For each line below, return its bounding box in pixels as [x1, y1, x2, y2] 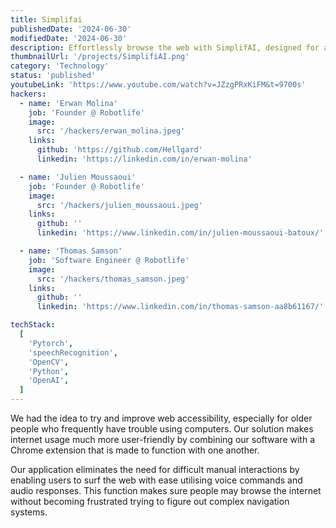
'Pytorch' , [28, 338, 74, 348]
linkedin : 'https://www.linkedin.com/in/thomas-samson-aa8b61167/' [36, 302, 325, 312]
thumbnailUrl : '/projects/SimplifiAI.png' [10, 52, 190, 62]
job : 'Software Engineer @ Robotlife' [28, 255, 190, 265]
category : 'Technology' [10, 61, 110, 71]
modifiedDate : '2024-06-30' [10, 33, 128, 43]
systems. [10, 506, 48, 518]
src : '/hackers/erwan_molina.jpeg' [36, 126, 186, 136]
